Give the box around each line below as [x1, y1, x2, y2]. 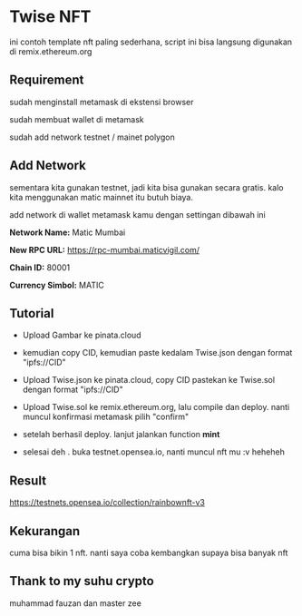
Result [9, 473, 47, 488]
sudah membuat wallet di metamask [9, 113, 145, 124]
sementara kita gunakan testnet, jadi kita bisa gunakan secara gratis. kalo [9, 181, 284, 192]
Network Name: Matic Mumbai [9, 227, 126, 238]
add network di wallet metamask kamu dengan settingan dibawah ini [9, 209, 266, 220]
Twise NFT [9, 6, 92, 27]
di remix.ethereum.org [9, 45, 93, 56]
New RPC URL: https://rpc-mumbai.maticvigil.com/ [9, 244, 200, 255]
